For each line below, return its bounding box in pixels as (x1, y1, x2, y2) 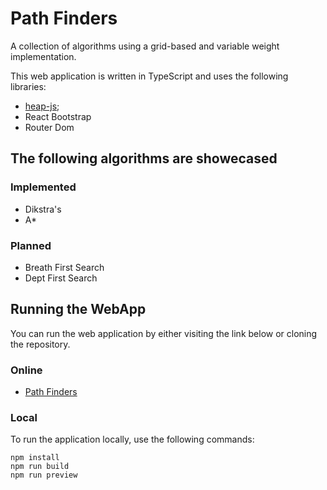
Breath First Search (24, 261, 105, 273)
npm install (10, 453, 60, 463)
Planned (10, 238, 52, 252)
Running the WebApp (10, 301, 147, 318)
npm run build (10, 462, 70, 472)
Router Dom (24, 121, 75, 133)
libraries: (10, 80, 47, 92)
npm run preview (10, 470, 78, 481)
